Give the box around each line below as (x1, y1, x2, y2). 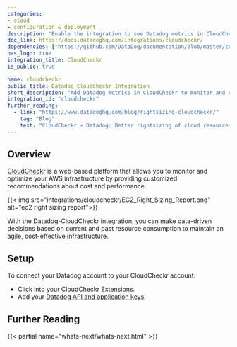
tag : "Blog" (20, 115, 55, 123)
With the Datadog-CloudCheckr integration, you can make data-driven (7, 217, 212, 225)
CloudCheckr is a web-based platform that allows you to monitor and (7, 167, 208, 176)
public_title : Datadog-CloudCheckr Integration (7, 82, 150, 89)
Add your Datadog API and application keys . (17, 292, 146, 301)
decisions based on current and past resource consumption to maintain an (7, 224, 224, 233)
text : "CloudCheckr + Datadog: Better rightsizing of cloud (20, 122, 200, 129)
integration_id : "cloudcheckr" (7, 96, 99, 103)
